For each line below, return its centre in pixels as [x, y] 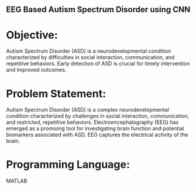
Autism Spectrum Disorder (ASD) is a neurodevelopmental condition [89, 51]
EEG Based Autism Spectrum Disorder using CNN [98, 10]
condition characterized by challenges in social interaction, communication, [98, 116]
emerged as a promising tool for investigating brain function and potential [95, 129]
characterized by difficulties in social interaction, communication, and [90, 58]
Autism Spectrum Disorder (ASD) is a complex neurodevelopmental [88, 110]
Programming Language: [68, 165]
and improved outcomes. [36, 70]
